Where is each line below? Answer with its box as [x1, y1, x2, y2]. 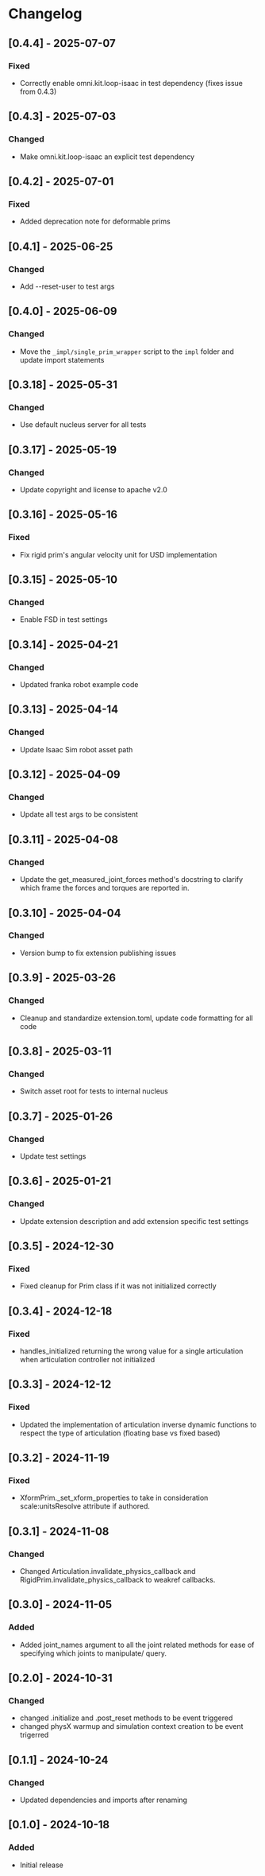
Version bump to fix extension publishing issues [19, 948, 177, 957]
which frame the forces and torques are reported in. [19, 884, 190, 893]
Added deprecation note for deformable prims [19, 216, 171, 227]
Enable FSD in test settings [19, 615, 109, 624]
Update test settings [19, 1151, 86, 1161]
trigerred [19, 1730, 49, 1740]
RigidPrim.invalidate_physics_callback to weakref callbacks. [19, 1575, 216, 1584]
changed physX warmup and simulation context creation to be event [19, 1722, 244, 1731]
